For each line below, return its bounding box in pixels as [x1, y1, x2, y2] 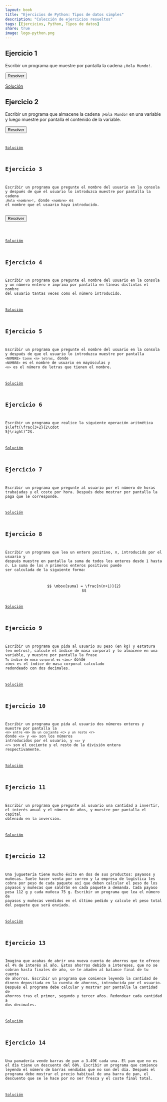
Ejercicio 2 [5, 98, 39, 106]
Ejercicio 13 [5, 939, 46, 947]
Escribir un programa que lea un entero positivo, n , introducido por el [5, 549, 162, 555]
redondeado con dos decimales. [5, 666, 70, 671]
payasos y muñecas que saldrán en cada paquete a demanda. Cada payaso [5, 885, 157, 890]
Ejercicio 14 [5, 1039, 46, 1046]
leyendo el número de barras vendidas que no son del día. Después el [5, 1067, 155, 1072]
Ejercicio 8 [5, 530, 42, 538]
